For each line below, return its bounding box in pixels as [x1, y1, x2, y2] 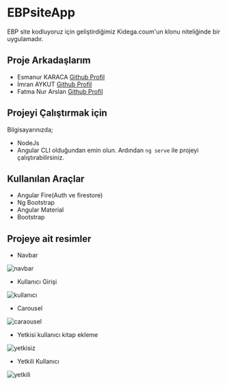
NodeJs [16, 138, 40, 147]
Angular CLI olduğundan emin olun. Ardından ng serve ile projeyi [16, 146, 199, 154]
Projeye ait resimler [7, 233, 92, 245]
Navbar [16, 251, 38, 260]
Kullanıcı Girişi [16, 277, 57, 286]
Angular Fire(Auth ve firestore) [16, 191, 103, 199]
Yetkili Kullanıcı [16, 358, 59, 366]
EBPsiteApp [7, 5, 75, 21]
